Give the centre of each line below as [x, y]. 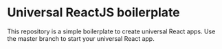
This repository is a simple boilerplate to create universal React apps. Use [111, 31]
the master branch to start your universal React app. [81, 38]
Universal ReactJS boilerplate [93, 13]
